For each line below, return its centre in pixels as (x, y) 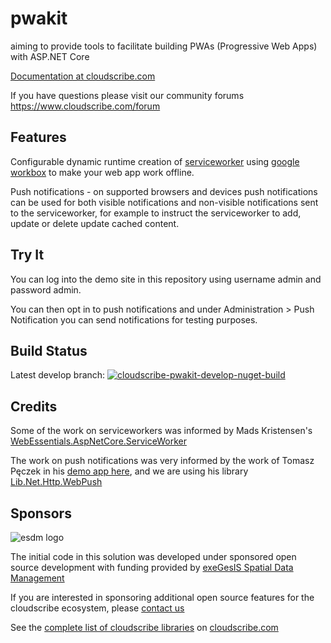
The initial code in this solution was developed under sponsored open (153, 556)
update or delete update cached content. (95, 223)
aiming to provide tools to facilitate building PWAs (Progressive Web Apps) (164, 46)
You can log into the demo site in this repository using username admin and (166, 279)
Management (37, 578)
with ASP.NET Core (50, 56)
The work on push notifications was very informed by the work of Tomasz (162, 461)
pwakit (39, 18)
